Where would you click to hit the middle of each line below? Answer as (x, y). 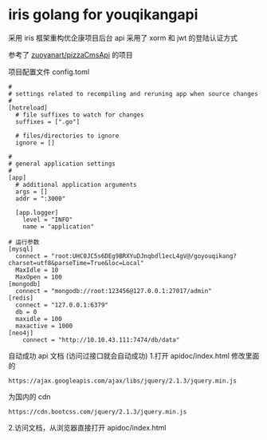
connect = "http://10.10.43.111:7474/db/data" (101, 340)
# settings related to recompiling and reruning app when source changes (133, 93)
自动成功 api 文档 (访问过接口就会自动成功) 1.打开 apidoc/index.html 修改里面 (134, 355)
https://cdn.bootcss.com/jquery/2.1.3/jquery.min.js (98, 412)
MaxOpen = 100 (39, 277)
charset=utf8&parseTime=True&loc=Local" (77, 263)
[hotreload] (28, 108)
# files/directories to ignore (67, 136)
